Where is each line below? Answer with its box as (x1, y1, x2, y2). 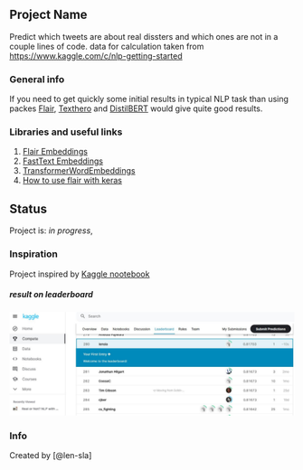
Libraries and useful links (9, 126, 123, 138)
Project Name (9, 7, 88, 23)
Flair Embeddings (22, 146, 89, 157)
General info (9, 72, 65, 85)
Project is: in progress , (9, 225, 93, 236)
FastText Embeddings (22, 155, 104, 166)
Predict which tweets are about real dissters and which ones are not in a (9, 31, 279, 42)
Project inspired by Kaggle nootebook (9, 268, 150, 279)
